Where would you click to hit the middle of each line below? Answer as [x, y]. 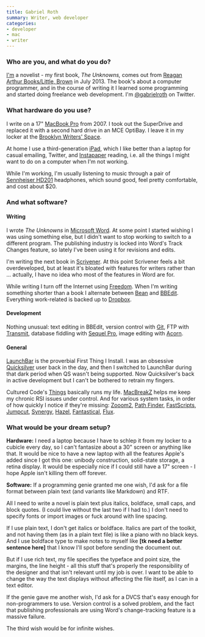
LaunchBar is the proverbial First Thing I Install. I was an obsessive [90, 361]
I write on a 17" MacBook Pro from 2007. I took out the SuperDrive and [95, 123]
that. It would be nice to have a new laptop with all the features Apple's [95, 454]
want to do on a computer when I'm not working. [68, 161]
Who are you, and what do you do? [59, 62]
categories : [21, 23]
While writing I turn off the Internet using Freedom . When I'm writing [92, 286]
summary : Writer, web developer [47, 18]
